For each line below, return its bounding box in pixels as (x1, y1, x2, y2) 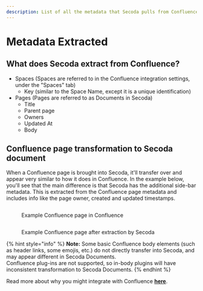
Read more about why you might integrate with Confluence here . (6, 278, 168, 285)
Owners (24, 113, 44, 121)
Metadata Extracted (6, 34, 108, 48)
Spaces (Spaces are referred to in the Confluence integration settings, (14, 75, 190, 82)
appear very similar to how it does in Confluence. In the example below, (6, 176, 184, 183)
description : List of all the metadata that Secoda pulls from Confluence (6, 8, 199, 15)
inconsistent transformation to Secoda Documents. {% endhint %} (6, 266, 171, 273)
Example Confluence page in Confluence (21, 212, 124, 219)
